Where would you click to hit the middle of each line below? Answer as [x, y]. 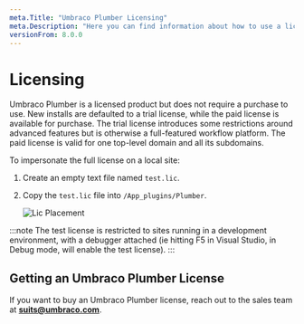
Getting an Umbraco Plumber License [117, 278]
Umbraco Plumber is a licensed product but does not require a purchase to [149, 104]
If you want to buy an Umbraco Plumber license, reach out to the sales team [151, 300]
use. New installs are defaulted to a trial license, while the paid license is [144, 114]
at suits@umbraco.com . [56, 310]
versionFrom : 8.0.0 [46, 34]
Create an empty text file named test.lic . [101, 178]
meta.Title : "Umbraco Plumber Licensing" [89, 18]
